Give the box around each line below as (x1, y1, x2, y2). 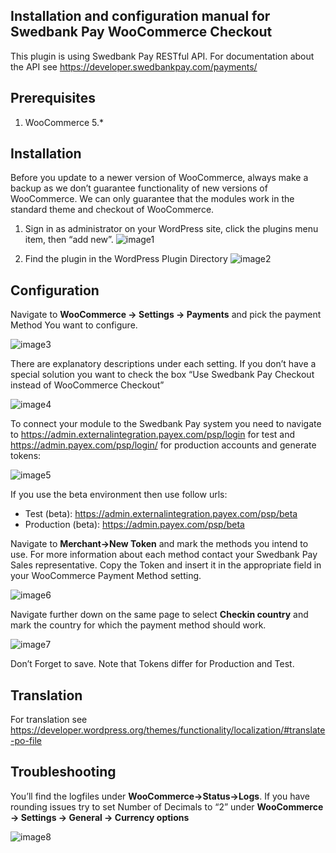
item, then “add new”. (24, 234, 114, 246)
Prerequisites (10, 90, 96, 107)
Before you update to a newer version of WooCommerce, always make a (10, 172, 309, 184)
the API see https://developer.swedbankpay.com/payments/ (10, 60, 258, 73)
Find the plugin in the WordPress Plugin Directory (24, 253, 228, 265)
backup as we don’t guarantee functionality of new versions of (10, 182, 268, 194)
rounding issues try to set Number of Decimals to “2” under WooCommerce (10, 800, 324, 813)
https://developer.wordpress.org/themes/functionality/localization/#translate (10, 724, 326, 736)
